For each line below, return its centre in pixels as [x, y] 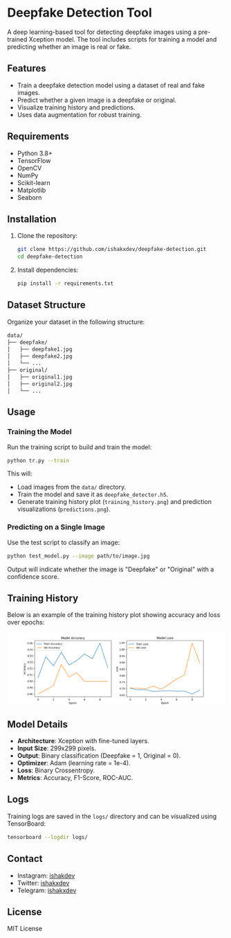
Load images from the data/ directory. [72, 487]
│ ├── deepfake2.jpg [40, 356]
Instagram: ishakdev [46, 876]
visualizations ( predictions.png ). [64, 509]
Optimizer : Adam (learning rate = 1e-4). [74, 763]
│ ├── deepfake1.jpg [40, 349]
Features [27, 68]
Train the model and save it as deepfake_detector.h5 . [93, 494]
